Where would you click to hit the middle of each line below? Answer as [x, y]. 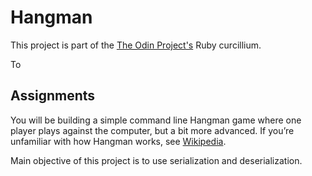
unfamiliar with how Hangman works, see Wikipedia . [118, 141]
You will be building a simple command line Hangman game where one [156, 120]
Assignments [53, 96]
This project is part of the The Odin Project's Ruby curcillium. [136, 45]
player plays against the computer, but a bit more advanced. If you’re [152, 130]
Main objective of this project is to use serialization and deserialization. [156, 160]
